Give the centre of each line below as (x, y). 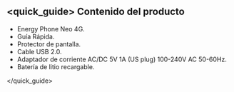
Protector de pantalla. (49, 44)
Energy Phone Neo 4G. (51, 29)
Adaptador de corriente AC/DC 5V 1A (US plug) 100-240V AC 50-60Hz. (122, 59)
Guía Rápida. (36, 36)
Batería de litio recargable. (56, 66)
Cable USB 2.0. (39, 51)
